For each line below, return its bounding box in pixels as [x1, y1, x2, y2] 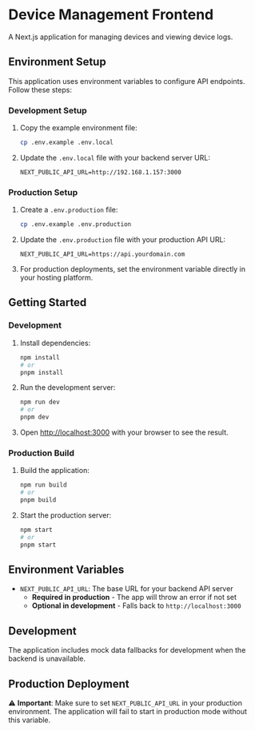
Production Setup [8, 186, 78, 197]
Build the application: [19, 466, 90, 475]
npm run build [19, 481, 67, 489]
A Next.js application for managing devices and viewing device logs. [8, 32, 233, 42]
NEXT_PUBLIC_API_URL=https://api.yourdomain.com [19, 250, 185, 259]
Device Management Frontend [8, 6, 214, 24]
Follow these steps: [8, 85, 72, 94]
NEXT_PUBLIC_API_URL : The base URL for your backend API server [19, 584, 233, 594]
